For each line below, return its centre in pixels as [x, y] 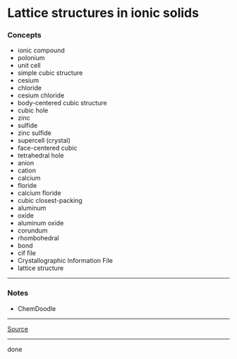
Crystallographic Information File [65, 261]
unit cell [29, 66]
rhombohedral [38, 238]
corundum [32, 230]
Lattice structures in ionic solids [103, 13]
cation [27, 170]
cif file [27, 253]
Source [18, 329]
